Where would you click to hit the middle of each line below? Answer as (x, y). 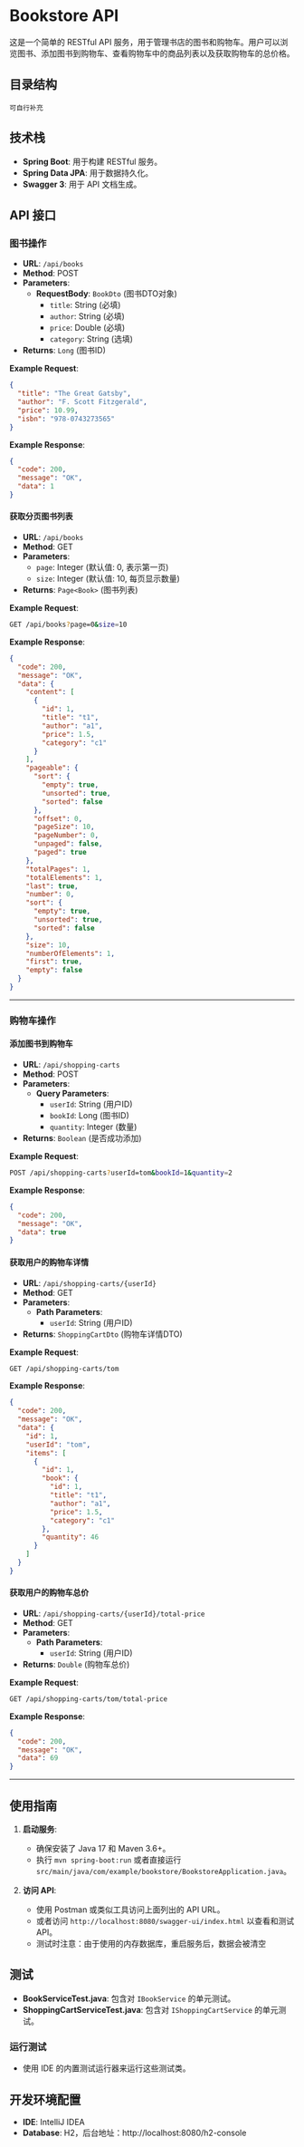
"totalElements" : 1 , (64, 877)
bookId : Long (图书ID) (89, 1116)
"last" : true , (52, 886)
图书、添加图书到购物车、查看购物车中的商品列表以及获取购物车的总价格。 (156, 53)
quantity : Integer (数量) (93, 1127)
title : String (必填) (85, 305)
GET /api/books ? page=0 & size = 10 (68, 625)
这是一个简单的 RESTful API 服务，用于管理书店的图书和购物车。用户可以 (145, 42)
